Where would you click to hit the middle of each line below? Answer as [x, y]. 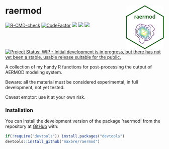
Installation [19, 110]
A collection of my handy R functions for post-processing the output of [79, 67]
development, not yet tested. [35, 88]
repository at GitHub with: [32, 126]
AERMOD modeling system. [34, 72]
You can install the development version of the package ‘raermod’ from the [83, 121]
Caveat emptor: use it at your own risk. [45, 97]
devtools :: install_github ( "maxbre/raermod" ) [53, 142]
